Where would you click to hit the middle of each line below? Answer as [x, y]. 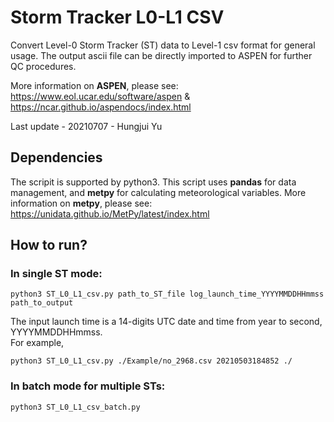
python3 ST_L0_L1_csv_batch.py [75, 407]
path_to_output [42, 303]
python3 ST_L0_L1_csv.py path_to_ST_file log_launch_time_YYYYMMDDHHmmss [167, 294]
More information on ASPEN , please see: [94, 85]
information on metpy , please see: [81, 203]
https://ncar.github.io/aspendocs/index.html [101, 107]
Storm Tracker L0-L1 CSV [117, 17]
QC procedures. [43, 66]
